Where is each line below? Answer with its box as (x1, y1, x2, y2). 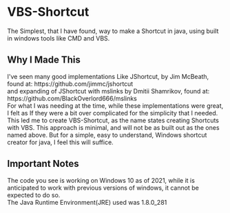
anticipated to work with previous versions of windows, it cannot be (7, 183, 200, 192)
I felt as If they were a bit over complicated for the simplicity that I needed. (7, 109, 218, 117)
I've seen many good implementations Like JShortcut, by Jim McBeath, (7, 72, 209, 80)
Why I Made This (7, 54, 81, 66)
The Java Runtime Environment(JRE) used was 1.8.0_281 (7, 198, 167, 206)
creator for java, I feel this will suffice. (7, 138, 114, 146)
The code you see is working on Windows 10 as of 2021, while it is (7, 176, 195, 184)
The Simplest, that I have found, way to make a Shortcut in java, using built (7, 27, 219, 35)
